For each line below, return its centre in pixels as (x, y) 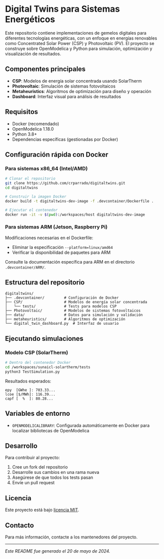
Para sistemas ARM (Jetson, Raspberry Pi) (56, 227)
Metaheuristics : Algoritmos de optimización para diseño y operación (82, 91)
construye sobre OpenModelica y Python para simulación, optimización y (79, 48)
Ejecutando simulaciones (44, 338)
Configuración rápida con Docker (57, 154)
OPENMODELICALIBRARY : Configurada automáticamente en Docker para (81, 425)
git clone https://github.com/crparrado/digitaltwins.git (65, 183)
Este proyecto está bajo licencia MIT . (42, 510)
